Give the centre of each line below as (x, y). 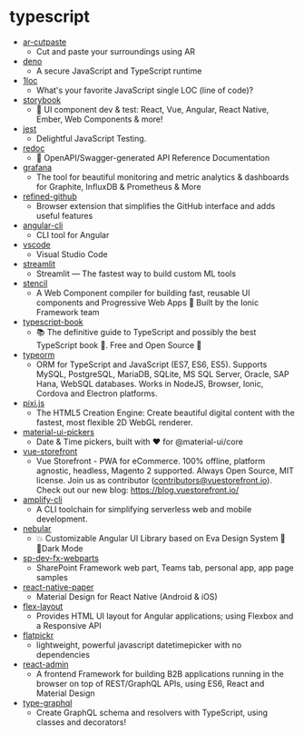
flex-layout (43, 606)
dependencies (63, 654)
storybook (42, 99)
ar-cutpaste (44, 42)
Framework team (68, 312)
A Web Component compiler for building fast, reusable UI (143, 293)
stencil (35, 283)
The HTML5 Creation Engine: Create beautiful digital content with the (165, 412)
